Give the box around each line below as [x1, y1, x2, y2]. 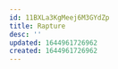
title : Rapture [9, 22, 66, 30]
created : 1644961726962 [9, 47, 98, 56]
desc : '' [9, 30, 42, 39]
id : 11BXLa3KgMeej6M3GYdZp [9, 13, 110, 22]
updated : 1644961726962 [9, 38, 98, 47]
